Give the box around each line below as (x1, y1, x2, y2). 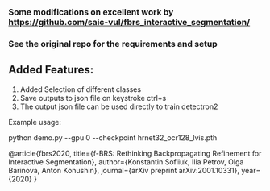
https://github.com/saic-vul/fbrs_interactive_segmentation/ (8, 16, 251, 27)
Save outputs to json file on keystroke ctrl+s (19, 93, 167, 102)
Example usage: (8, 117, 62, 127)
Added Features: (8, 63, 94, 77)
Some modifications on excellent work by (8, 6, 174, 18)
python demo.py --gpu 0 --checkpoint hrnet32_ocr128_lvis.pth (8, 132, 218, 143)
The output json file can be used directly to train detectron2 (19, 102, 218, 111)
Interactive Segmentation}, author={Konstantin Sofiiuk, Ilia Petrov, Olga (8, 156, 244, 167)
